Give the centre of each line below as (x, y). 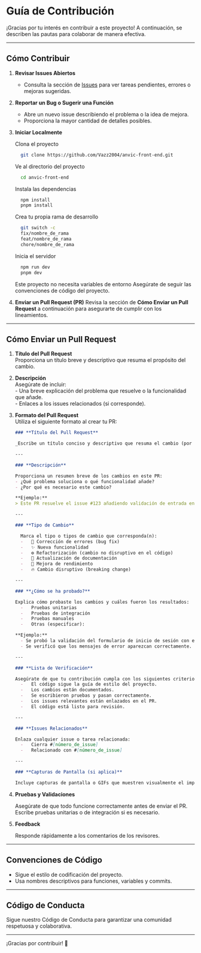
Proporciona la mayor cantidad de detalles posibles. (88, 121)
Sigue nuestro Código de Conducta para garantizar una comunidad (89, 920)
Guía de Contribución (60, 11)
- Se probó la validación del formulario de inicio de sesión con (105, 641)
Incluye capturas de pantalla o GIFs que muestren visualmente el (99, 783)
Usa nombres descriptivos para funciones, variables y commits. (93, 881)
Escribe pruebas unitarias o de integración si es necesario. (87, 812)
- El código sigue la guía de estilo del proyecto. (89, 684)
